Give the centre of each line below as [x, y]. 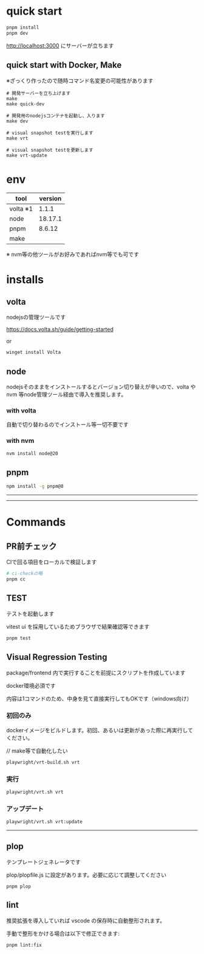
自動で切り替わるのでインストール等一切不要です [67, 425]
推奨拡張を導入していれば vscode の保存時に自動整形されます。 [86, 920]
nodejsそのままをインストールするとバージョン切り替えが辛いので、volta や [101, 387]
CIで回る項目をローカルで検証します [52, 562]
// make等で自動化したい [37, 751]
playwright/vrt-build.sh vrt [43, 762]
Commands [36, 522]
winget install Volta [34, 352]
